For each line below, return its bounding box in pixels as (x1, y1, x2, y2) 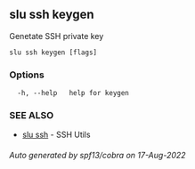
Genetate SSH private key (9, 30, 104, 41)
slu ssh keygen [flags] (9, 48, 98, 57)
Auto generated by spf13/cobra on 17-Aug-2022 (9, 150, 186, 160)
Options (9, 68, 45, 81)
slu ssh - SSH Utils (21, 129, 91, 141)
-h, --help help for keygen (17, 89, 129, 98)
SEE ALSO (9, 109, 54, 122)
